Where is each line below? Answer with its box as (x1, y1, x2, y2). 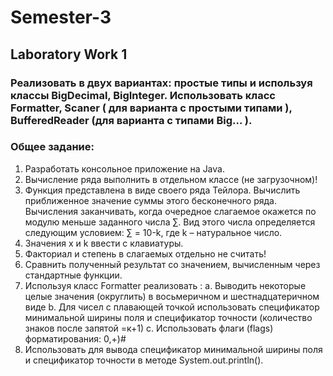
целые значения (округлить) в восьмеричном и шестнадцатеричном (24, 290, 320, 302)
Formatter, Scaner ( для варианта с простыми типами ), (10, 101, 293, 115)
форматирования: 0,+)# (24, 332, 127, 345)
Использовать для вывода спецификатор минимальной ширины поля (24, 343, 323, 355)
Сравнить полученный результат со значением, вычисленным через (24, 258, 321, 270)
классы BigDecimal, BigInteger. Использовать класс (10, 88, 276, 102)
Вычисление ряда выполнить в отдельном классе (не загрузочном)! (24, 173, 318, 185)
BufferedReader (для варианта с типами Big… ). (10, 113, 253, 127)
